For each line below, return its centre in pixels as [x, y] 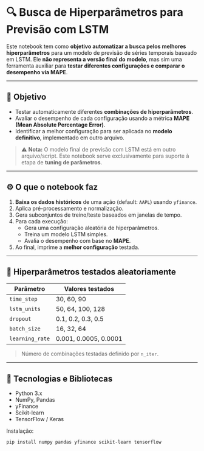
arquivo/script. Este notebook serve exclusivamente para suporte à [105, 156]
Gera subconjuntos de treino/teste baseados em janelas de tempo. [98, 215]
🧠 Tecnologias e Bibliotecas [59, 379]
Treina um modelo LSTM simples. [66, 234]
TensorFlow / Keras [39, 419]
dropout [20, 319]
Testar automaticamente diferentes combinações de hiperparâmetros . [104, 111]
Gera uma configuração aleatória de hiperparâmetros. [92, 228]
